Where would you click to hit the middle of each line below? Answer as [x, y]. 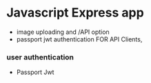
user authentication [40, 57]
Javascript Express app [75, 13]
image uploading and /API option [63, 32]
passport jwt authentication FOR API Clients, [79, 39]
